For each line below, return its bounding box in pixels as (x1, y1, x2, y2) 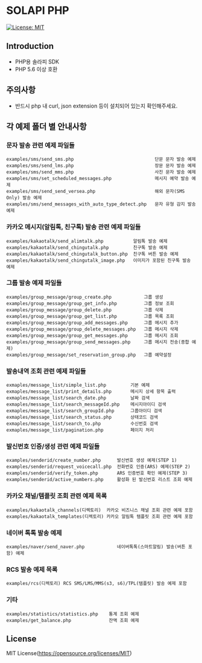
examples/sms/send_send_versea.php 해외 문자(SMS (6, 189, 185, 195)
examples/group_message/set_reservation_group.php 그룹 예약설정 (6, 352, 172, 358)
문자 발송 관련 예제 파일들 (6, 141, 75, 149)
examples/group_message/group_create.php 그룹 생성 (6, 294, 164, 300)
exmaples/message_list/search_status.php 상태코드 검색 (6, 415, 159, 421)
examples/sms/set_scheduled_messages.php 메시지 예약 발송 (6, 176, 189, 182)
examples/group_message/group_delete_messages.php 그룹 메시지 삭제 (6, 326, 178, 332)
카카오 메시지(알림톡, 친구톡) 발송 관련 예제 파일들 (6, 223, 141, 231)
